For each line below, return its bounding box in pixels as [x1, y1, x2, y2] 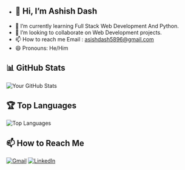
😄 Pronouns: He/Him [15, 44, 69, 52]
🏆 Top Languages [6, 101, 77, 111]
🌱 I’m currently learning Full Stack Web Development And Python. [15, 22, 179, 29]
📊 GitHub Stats [6, 63, 66, 73]
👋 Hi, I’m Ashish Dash [15, 6, 98, 16]
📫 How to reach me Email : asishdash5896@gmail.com [15, 35, 154, 43]
